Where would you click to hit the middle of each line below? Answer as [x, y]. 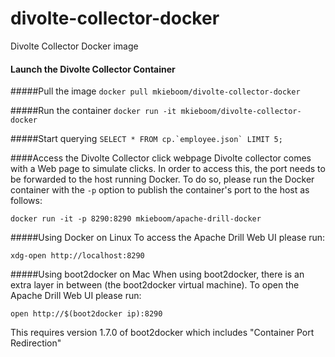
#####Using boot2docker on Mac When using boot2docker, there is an [157, 274]
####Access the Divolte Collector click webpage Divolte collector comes [161, 158]
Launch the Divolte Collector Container [93, 69]
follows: [26, 201]
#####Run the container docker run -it [93, 111]
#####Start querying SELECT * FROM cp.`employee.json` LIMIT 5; [146, 139]
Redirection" [36, 343]
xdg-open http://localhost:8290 [77, 256]
